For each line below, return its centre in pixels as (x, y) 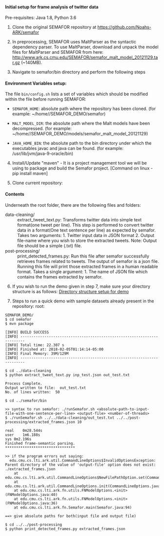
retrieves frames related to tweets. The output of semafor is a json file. (88, 261)
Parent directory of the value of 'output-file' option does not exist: (81, 465)
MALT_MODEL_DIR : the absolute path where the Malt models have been (81, 123)
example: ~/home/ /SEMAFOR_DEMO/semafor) (59, 114)
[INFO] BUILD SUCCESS (27, 332)
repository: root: (28, 306)
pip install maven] (30, 173)
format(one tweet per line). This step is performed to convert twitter (85, 225)
